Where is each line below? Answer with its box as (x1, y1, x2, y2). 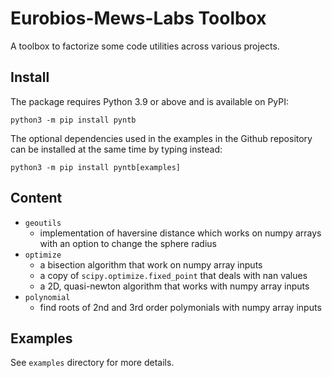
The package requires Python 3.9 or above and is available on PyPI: (10, 95, 289, 107)
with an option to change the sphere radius (39, 237, 217, 249)
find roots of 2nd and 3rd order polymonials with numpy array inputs (39, 301, 322, 313)
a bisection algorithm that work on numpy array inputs (39, 258, 263, 271)
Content (10, 190, 63, 207)
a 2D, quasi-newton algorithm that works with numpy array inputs (39, 280, 310, 292)
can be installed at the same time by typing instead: (10, 143, 223, 155)
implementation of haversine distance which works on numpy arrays (39, 227, 322, 239)
